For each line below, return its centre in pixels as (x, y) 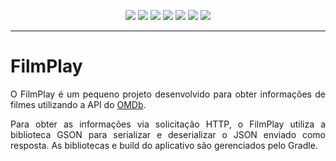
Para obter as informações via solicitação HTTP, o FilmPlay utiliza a (168, 124)
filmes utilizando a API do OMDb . (78, 104)
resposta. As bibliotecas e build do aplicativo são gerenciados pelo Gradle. (164, 145)
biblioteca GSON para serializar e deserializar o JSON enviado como (168, 134)
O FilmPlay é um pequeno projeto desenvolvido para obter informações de (168, 94)
